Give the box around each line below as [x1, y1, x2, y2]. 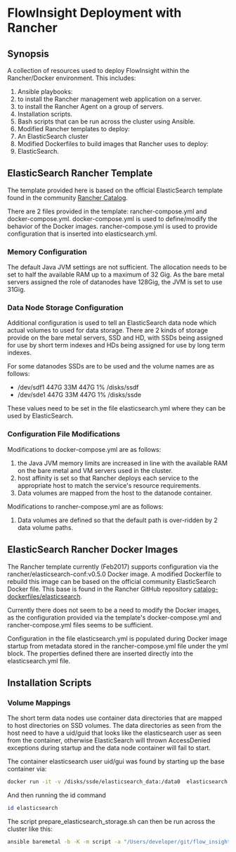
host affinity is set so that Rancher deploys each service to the [17, 474, 199, 482]
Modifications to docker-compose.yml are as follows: [7, 445, 162, 453]
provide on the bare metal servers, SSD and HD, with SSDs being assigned [7, 333, 223, 342]
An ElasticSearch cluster [17, 132, 89, 140]
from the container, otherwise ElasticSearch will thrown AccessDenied [7, 736, 211, 745]
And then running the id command [7, 791, 107, 799]
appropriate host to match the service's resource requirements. [17, 481, 202, 489]
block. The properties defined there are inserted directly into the [7, 649, 193, 658]
